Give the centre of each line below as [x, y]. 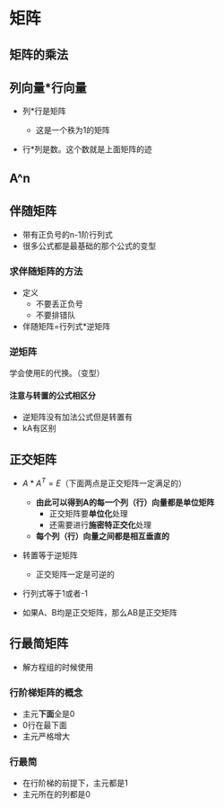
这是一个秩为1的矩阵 [73, 130]
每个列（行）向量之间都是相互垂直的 [103, 535]
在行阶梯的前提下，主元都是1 [75, 783]
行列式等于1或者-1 [55, 593]
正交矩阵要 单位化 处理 [88, 513]
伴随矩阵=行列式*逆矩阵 [66, 326]
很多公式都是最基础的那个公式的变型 [89, 246]
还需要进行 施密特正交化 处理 [100, 525]
